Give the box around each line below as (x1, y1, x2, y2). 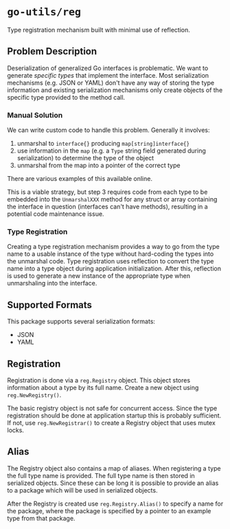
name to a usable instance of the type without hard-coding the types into (7, 250, 214, 258)
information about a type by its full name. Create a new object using (7, 383, 199, 391)
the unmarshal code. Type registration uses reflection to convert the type (7, 257, 214, 266)
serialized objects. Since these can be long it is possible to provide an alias (7, 479, 219, 487)
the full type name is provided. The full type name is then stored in (7, 471, 196, 479)
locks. (7, 426, 24, 434)
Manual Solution (7, 110, 63, 120)
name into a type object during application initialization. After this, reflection (7, 264, 222, 273)
